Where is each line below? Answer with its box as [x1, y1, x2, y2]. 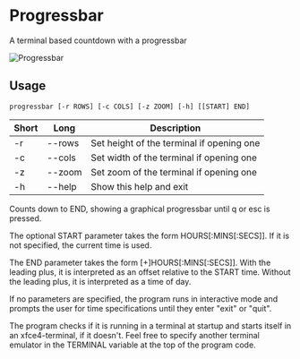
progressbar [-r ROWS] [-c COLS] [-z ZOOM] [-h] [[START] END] [9, 102, 251, 111]
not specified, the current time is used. [9, 239, 152, 251]
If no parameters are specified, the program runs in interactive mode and [9, 293, 279, 304]
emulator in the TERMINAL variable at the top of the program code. [9, 339, 257, 350]
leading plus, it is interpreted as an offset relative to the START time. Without [9, 266, 291, 278]
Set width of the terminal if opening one [90, 151, 258, 164]
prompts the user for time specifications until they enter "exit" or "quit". [9, 303, 272, 313]
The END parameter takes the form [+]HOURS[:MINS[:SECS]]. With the [9, 257, 271, 268]
